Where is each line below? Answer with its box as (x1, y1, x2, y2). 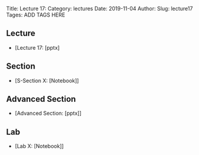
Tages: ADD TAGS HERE (6, 11, 65, 18)
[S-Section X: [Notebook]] (14, 77, 79, 84)
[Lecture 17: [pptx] (14, 44, 60, 51)
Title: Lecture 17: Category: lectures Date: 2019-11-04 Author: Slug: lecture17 (6, 5, 193, 12)
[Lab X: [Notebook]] (14, 143, 64, 150)
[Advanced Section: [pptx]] (14, 109, 82, 117)
